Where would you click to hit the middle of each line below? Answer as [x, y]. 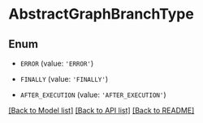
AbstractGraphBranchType [101, 14]
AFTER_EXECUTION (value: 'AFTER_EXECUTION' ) [93, 95]
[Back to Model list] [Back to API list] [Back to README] [101, 110]
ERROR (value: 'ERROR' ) [57, 63]
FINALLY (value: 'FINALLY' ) [64, 79]
